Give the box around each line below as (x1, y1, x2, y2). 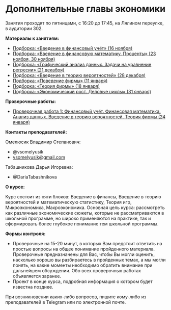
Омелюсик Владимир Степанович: (5, 139, 81, 145)
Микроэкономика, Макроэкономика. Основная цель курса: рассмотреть (5, 204, 165, 211)
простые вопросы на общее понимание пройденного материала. (12, 246, 155, 252)
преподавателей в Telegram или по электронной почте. (5, 299, 126, 305)
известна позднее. (12, 283, 53, 290)
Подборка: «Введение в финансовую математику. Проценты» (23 (12, 50, 156, 57)
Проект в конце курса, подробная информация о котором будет (12, 278, 153, 285)
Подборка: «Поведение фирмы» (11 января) (12, 77, 108, 84)
